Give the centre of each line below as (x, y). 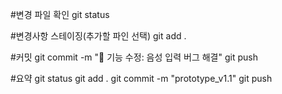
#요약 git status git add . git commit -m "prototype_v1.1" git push (141, 78)
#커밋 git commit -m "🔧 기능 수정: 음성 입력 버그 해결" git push (134, 57)
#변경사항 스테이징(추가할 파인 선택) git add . (98, 36)
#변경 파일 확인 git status (60, 14)
